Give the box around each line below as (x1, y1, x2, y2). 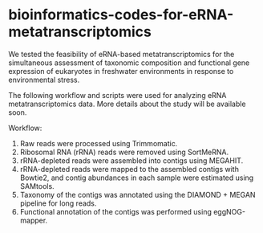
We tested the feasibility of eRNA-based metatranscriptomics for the (8, 49, 235, 59)
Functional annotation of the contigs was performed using (19, 206, 212, 216)
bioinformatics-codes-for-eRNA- (8, 6, 234, 24)
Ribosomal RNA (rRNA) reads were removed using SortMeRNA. (19, 147, 229, 157)
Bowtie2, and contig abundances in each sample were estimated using (19, 173, 254, 182)
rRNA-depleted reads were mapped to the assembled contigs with (19, 164, 239, 174)
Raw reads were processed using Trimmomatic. (19, 138, 178, 148)
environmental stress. (8, 75, 80, 84)
